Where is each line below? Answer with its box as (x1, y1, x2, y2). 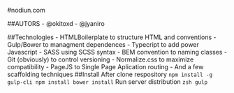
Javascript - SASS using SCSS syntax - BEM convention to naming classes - (7, 48, 228, 56)
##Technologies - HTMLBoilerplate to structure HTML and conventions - (7, 33, 217, 41)
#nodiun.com (7, 6, 45, 14)
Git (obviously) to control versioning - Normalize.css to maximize (7, 55, 194, 64)
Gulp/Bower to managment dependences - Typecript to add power (7, 41, 199, 48)
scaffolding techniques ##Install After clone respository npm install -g (7, 70, 213, 78)
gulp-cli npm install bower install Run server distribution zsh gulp (7, 78, 208, 86)
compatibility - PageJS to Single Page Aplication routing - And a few (7, 63, 204, 71)
